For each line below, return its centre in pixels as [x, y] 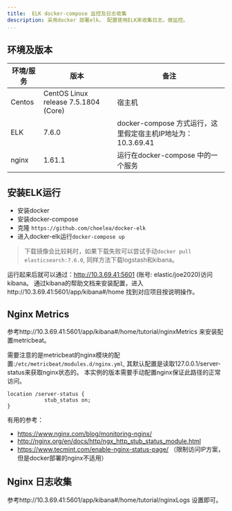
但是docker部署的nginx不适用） [62, 458]
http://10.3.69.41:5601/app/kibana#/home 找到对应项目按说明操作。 [103, 292]
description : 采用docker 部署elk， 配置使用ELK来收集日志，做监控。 [98, 20]
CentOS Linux [66, 93]
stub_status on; [67, 400]
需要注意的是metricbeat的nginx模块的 [61, 355]
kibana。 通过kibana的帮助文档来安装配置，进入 [75, 283]
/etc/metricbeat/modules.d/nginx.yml [69, 364]
